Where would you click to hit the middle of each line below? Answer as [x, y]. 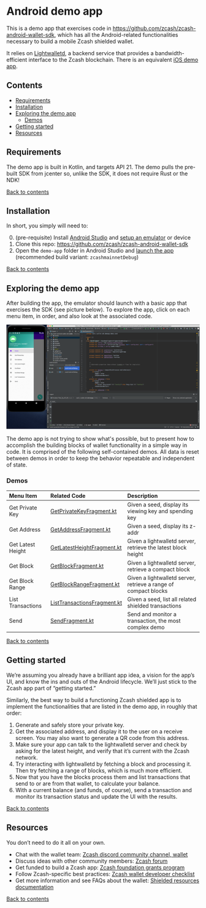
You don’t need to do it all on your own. [56, 842]
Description [143, 495]
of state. [17, 465]
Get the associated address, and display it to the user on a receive [99, 731]
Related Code [68, 495]
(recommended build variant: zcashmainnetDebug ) [77, 257]
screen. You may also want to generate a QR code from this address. [102, 738]
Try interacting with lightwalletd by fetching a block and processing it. [103, 764]
